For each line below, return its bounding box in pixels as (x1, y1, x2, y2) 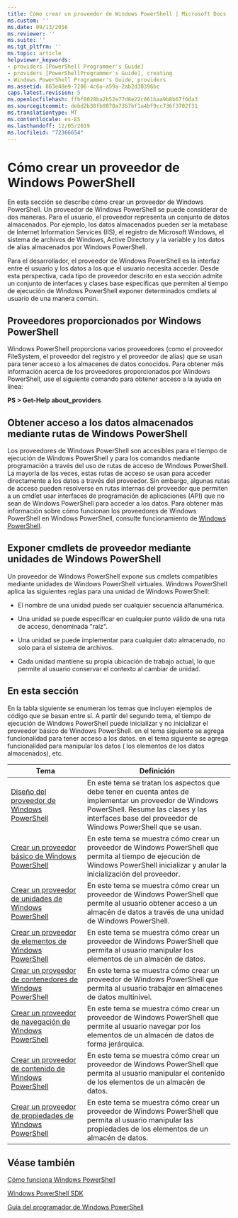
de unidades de (11, 894, 62, 904)
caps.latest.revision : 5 (7, 89, 81, 96)
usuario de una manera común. (7, 295, 98, 303)
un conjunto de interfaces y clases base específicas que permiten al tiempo (7, 279, 229, 288)
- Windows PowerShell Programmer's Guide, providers (7, 76, 166, 84)
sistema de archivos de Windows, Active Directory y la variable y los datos (7, 235, 225, 244)
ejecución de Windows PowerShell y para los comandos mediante (7, 454, 200, 462)
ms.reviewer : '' (7, 30, 55, 38)
